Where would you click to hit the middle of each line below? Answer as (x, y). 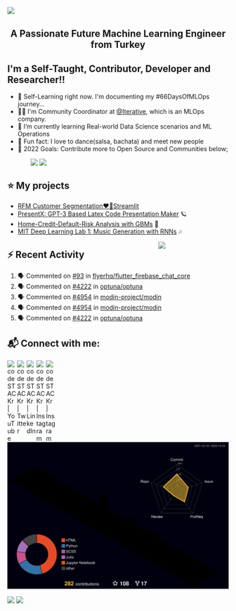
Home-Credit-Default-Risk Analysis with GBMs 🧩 (88, 224)
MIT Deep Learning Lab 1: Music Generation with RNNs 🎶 (100, 231)
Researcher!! (36, 80)
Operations (34, 134)
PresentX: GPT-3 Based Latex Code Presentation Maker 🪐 (102, 214)
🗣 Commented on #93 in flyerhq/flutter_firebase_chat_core (104, 276)
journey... (31, 104)
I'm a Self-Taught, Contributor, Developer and (109, 69)
